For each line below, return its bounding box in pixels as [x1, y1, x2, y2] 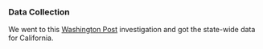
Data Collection [8, 6, 70, 18]
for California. [8, 33, 54, 43]
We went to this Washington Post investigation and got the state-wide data [8, 25, 256, 35]
